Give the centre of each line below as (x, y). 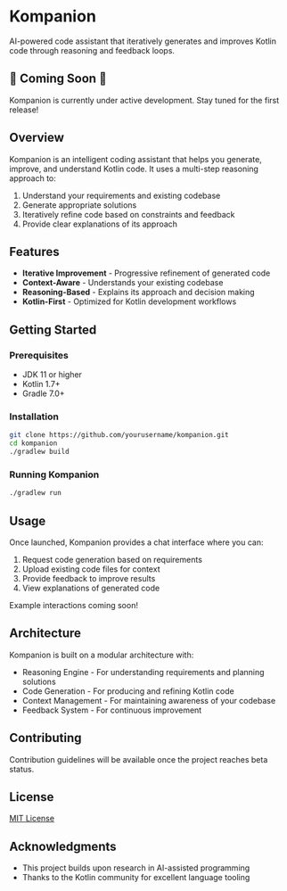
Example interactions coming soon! (74, 605)
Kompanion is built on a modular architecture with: (102, 655)
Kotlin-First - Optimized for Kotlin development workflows (129, 301)
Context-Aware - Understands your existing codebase (123, 283)
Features (34, 252)
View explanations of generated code (91, 588)
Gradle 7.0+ (43, 393)
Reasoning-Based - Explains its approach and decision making (139, 293)
